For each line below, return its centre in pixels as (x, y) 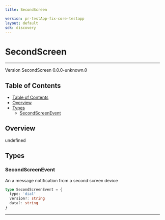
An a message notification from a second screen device (62, 180)
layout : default (22, 23)
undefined (15, 140)
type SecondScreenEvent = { (34, 190)
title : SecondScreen (26, 10)
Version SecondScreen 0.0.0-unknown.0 (46, 70)
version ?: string (27, 199)
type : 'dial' (23, 194)
